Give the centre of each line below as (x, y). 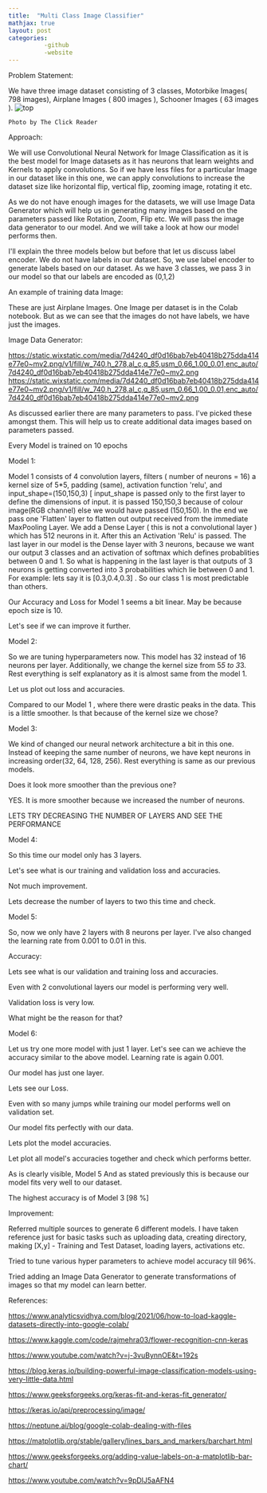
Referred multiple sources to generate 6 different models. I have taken (124, 1229)
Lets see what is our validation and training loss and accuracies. (114, 972)
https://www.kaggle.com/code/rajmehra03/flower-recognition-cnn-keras (128, 1340)
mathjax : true (32, 23)
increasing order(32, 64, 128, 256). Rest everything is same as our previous (132, 761)
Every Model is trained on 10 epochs (68, 446)
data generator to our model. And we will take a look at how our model (124, 227)
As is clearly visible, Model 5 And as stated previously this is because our (129, 1174)
